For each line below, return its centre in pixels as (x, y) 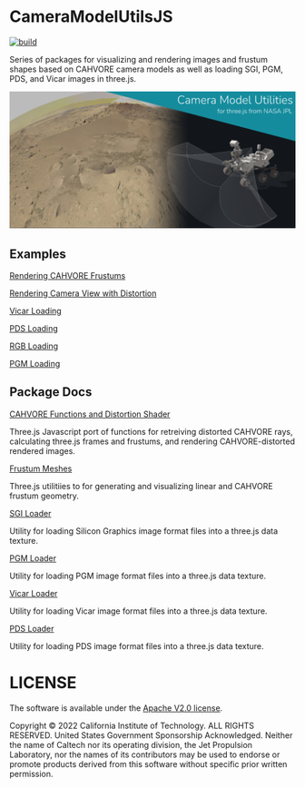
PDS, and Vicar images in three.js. (73, 78)
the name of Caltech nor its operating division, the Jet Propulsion (131, 744)
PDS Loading (34, 328)
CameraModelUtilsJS (91, 17)
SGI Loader (30, 513)
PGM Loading (35, 363)
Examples (38, 254)
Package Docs (51, 392)
